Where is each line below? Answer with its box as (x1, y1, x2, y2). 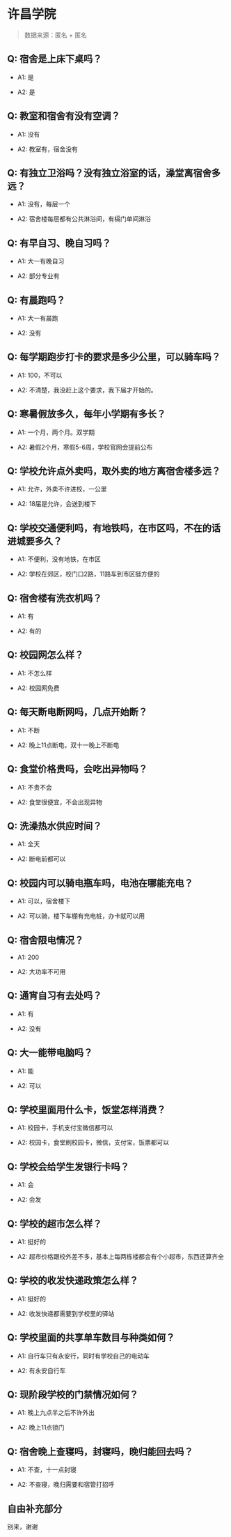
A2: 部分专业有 (17, 272, 60, 280)
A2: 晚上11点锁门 (17, 1423, 65, 1432)
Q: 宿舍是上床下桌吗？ (7, 53, 102, 65)
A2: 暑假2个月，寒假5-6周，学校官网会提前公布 (17, 443, 153, 451)
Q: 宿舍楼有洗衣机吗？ (7, 592, 102, 604)
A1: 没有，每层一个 (17, 200, 71, 208)
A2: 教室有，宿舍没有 (17, 144, 78, 153)
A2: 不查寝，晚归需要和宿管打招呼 (17, 1481, 115, 1489)
